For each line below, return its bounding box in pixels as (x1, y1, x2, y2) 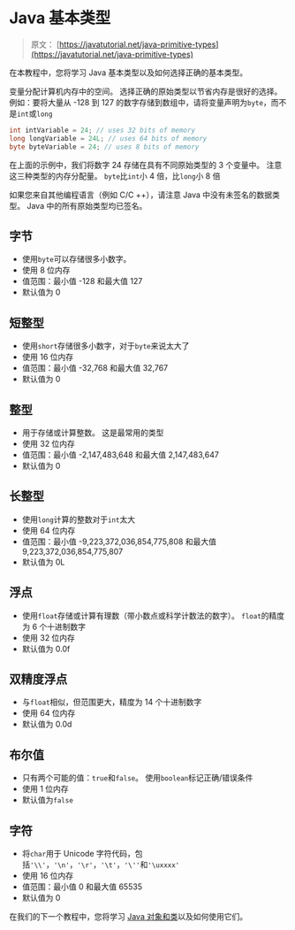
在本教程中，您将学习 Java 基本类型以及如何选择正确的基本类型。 (9, 67, 248, 78)
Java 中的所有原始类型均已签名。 (26, 200, 147, 211)
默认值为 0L (21, 557, 65, 567)
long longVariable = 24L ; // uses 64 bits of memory (9, 134, 208, 142)
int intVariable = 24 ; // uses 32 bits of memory (9, 126, 196, 135)
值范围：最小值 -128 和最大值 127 (21, 276, 143, 287)
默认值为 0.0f (21, 643, 71, 654)
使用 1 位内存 (21, 784, 69, 795)
